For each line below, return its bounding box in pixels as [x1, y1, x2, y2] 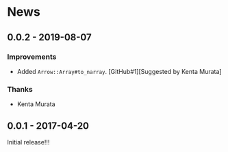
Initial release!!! [7, 138, 50, 146]
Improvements [7, 52, 57, 62]
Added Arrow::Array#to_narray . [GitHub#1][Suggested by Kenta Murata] [16, 67, 222, 75]
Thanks [7, 84, 33, 94]
